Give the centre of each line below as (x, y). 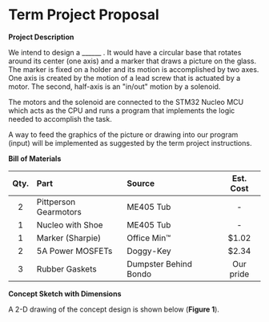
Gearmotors (59, 211)
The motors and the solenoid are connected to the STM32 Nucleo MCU (126, 102)
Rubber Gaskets (67, 268)
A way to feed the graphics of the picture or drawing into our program (123, 135)
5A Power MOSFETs (74, 251)
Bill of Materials (35, 159)
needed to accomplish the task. (60, 119)
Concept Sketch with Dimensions (65, 293)
